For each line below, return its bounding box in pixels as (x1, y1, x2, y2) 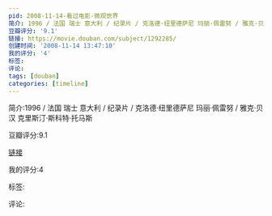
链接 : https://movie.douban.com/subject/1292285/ (8, 34, 176, 43)
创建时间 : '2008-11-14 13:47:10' (8, 42, 117, 50)
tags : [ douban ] (8, 72, 60, 80)
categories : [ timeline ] (8, 79, 89, 87)
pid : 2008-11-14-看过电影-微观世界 (8, 11, 119, 20)
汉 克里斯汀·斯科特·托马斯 (8, 112, 93, 122)
